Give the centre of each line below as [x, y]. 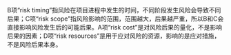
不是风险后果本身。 [34, 44]
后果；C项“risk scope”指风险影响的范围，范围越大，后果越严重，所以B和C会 [115, 19]
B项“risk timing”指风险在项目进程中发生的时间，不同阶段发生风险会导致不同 [114, 10]
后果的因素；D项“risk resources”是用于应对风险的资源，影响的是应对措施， [114, 36]
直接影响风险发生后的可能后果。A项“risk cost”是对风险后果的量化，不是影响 [115, 27]
